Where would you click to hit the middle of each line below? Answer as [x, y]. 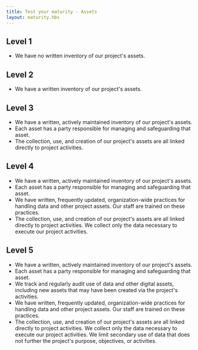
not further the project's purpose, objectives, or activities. [86, 340]
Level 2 [20, 74]
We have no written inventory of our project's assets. [80, 56]
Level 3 [20, 108]
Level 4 [20, 166]
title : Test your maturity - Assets [52, 12]
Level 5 [20, 251]
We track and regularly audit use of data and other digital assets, [94, 284]
